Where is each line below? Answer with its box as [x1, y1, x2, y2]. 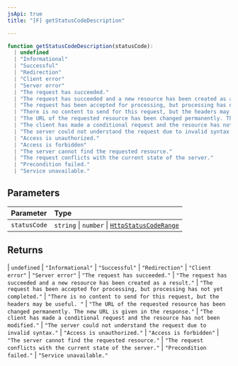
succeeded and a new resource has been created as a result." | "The [7, 278, 213, 287]
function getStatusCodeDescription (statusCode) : [7, 42, 154, 50]
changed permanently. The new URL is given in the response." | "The [7, 307, 213, 315]
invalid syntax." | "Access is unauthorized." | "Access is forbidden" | [7, 328, 220, 336]
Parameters [7, 187, 60, 199]
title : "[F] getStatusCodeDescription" [7, 17, 125, 24]
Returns [7, 244, 44, 256]
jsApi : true [7, 10, 42, 18]
